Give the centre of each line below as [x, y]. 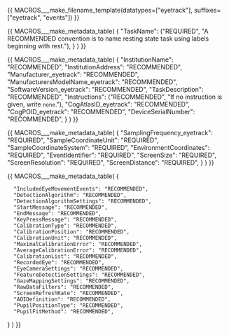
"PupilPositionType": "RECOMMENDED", [69, 306]
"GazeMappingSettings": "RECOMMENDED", [72, 281]
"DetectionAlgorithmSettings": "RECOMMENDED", [83, 201]
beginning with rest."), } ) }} [47, 46]
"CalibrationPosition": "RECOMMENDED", [72, 232]
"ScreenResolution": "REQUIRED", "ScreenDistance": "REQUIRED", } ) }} [111, 163]
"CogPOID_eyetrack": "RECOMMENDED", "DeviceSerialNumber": [101, 112]
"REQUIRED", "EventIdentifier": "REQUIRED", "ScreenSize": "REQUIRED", [112, 155]
